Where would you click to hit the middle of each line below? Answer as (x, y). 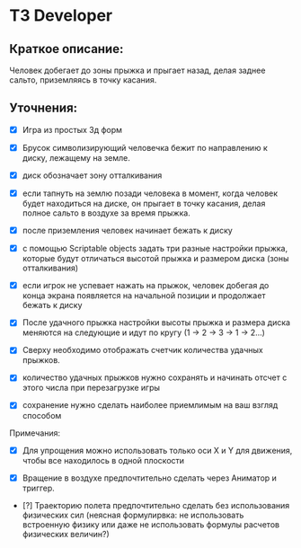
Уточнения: (44, 108)
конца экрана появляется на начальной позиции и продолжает (144, 296)
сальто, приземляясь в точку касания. (83, 80)
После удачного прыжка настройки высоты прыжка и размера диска (156, 323)
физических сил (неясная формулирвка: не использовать (133, 515)
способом (42, 415)
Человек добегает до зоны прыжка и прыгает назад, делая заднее (137, 70)
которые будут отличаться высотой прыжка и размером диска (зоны (155, 259)
